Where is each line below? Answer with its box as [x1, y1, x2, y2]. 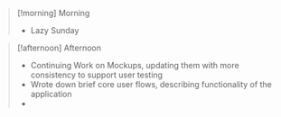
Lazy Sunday [30, 25, 80, 35]
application [30, 89, 73, 99]
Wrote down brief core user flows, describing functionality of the [30, 79, 272, 89]
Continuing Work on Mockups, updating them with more [30, 60, 240, 70]
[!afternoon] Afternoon [16, 42, 101, 53]
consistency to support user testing [30, 69, 164, 80]
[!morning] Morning [16, 8, 90, 18]
